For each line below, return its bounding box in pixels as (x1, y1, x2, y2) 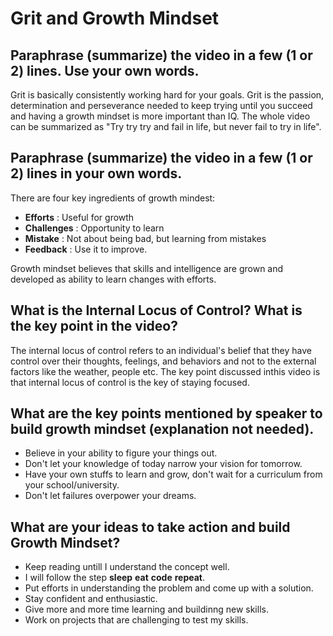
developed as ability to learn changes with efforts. (10, 273, 217, 285)
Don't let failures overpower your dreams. (24, 490, 197, 502)
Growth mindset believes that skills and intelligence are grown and (10, 262, 284, 274)
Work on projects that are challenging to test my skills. (24, 614, 249, 626)
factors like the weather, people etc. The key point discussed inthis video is (10, 365, 321, 377)
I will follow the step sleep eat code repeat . (24, 572, 206, 584)
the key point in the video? (10, 318, 178, 335)
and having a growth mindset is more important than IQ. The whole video (10, 110, 311, 122)
